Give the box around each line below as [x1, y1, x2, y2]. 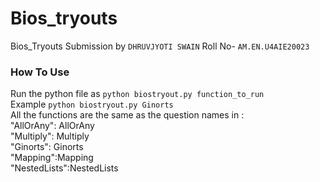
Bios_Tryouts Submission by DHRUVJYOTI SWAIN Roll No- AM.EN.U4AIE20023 [10, 40, 310, 52]
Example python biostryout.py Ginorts [10, 98, 174, 111]
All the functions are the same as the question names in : [10, 109, 245, 121]
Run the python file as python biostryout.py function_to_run [10, 88, 265, 100]
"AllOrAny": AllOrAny [10, 120, 95, 132]
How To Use [10, 65, 70, 79]
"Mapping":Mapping [10, 152, 94, 164]
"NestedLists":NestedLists [10, 162, 119, 174]
